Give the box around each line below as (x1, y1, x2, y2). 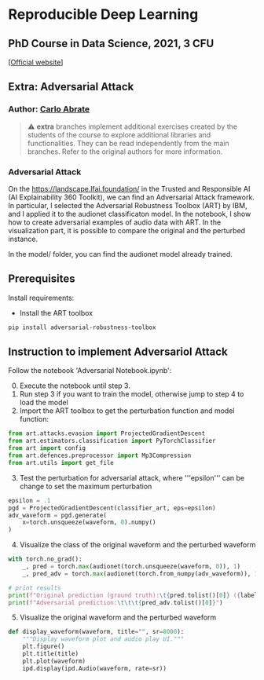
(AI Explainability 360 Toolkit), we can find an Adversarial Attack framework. (8, 192, 255, 202)
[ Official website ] (8, 57, 64, 67)
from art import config (8, 444, 86, 452)
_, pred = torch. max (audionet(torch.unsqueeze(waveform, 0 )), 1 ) (22, 563, 241, 571)
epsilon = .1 (8, 496, 51, 504)
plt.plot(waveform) (22, 657, 86, 665)
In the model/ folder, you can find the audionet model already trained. (8, 249, 233, 258)
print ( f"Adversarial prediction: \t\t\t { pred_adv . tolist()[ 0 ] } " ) (8, 598, 223, 606)
